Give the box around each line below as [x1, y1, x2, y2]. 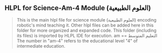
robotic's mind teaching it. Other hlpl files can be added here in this [16, 22, 154, 28]
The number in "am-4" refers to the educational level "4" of [16, 38, 138, 44]
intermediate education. [16, 43, 66, 49]
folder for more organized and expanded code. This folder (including [16, 27, 157, 33]
